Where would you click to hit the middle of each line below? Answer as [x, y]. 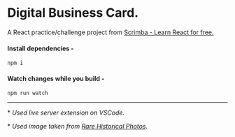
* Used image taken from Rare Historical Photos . [78, 127]
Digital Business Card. [73, 13]
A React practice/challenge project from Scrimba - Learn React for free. [111, 32]
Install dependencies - [41, 48]
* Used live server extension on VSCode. [66, 113]
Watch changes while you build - [56, 78]
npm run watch [28, 93]
